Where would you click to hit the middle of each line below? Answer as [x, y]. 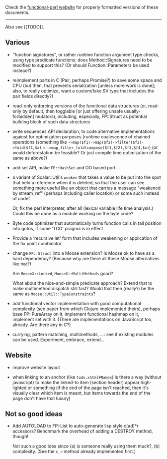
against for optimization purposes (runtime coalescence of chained [81, 136]
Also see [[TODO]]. [25, 27]
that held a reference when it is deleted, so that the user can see [78, 182]
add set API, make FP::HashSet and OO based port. [65, 167]
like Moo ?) [22, 264]
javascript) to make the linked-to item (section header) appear [76, 382]
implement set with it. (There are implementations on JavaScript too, [83, 319]
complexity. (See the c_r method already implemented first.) [74, 452]
